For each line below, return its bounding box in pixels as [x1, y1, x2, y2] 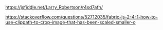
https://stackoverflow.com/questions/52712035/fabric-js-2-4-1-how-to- [5, 14, 158, 19]
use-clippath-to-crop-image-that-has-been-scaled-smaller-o [5, 19, 136, 25]
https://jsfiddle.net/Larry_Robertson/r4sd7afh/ [5, 4, 103, 10]
